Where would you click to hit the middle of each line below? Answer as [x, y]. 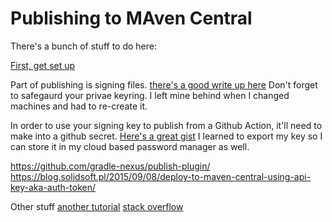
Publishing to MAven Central [131, 18]
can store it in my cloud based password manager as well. [130, 146]
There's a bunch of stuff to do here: [84, 46]
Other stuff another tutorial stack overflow [97, 206]
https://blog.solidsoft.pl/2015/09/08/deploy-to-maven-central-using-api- [161, 176]
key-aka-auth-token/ [53, 187]
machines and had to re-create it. [79, 106]
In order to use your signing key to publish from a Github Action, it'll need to [166, 125]
